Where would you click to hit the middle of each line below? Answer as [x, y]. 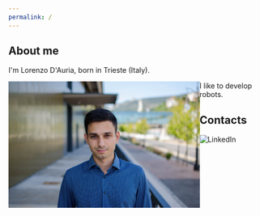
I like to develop [226, 86]
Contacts [223, 120]
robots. [211, 95]
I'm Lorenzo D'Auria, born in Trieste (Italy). [79, 70]
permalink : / [30, 17]
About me [34, 51]
